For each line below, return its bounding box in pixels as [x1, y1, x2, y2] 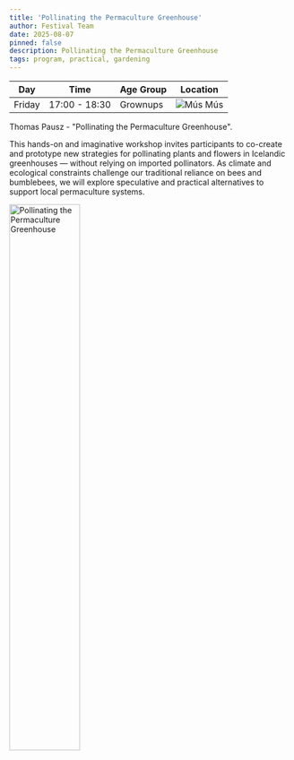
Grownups [119, 99, 164, 110]
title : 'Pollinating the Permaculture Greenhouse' [9, 13, 203, 22]
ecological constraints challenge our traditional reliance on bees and [9, 168, 263, 177]
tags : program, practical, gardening [9, 55, 151, 64]
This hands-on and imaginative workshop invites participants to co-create [9, 139, 282, 149]
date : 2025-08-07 [9, 30, 74, 39]
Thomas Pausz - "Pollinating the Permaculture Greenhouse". [9, 122, 233, 132]
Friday [13, 99, 40, 110]
